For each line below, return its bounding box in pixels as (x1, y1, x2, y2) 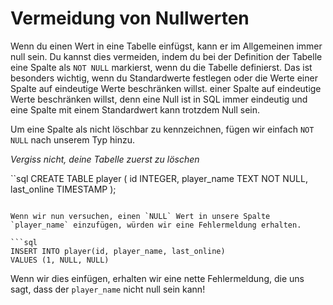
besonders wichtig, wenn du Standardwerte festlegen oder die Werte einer (10, 72, 318, 84)
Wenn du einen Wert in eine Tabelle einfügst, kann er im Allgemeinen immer (10, 40, 323, 52)
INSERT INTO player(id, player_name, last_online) (10, 246, 226, 256)
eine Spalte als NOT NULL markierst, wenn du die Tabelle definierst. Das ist (10, 61, 313, 73)
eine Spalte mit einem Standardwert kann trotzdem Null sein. (10, 103, 261, 116)
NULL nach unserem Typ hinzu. (10, 133, 135, 146)
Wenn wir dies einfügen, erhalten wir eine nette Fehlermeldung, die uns (10, 272, 305, 284)
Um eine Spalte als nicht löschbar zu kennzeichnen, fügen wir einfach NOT (10, 123, 315, 135)
